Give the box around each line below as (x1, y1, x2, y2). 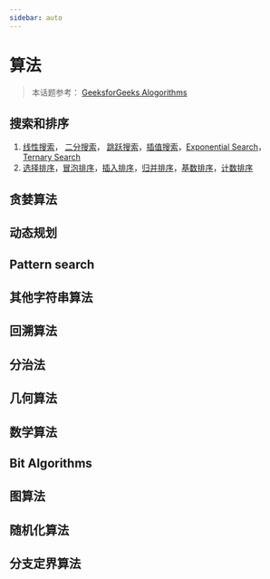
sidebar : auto (9, 13, 63, 23)
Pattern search (9, 256, 95, 272)
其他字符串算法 (9, 289, 93, 304)
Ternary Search (22, 151, 82, 163)
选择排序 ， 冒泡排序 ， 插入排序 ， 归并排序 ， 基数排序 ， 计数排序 (22, 162, 254, 173)
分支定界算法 (9, 556, 82, 572)
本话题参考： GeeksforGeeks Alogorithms (31, 87, 188, 98)
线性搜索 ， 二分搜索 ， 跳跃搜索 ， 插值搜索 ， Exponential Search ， (22, 141, 267, 152)
